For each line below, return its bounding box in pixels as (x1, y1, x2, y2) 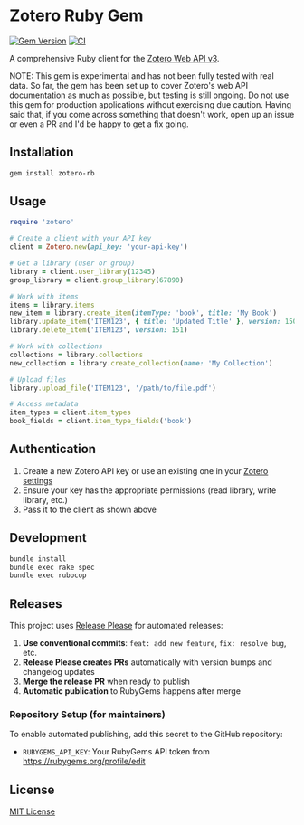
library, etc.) (22, 494, 68, 505)
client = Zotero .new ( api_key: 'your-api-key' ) (9, 242, 188, 251)
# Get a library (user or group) (9, 259, 136, 268)
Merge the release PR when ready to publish (22, 676, 190, 687)
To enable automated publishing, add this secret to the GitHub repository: (9, 729, 283, 740)
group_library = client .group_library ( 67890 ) (9, 275, 184, 285)
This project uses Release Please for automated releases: (9, 621, 223, 631)
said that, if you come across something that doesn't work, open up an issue (9, 109, 295, 119)
